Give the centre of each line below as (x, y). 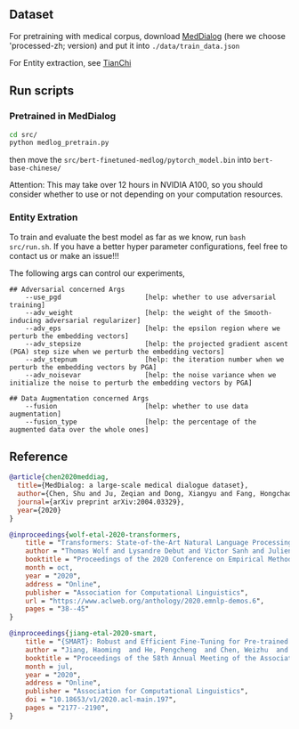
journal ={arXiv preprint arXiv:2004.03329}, (101, 502)
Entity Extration (44, 217)
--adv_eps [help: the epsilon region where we (153, 328)
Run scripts (41, 91)
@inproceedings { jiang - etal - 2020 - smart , (83, 634)
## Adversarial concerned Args (67, 289)
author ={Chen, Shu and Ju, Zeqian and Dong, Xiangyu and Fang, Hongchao (155, 494)
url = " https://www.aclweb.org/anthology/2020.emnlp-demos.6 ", (145, 601)
